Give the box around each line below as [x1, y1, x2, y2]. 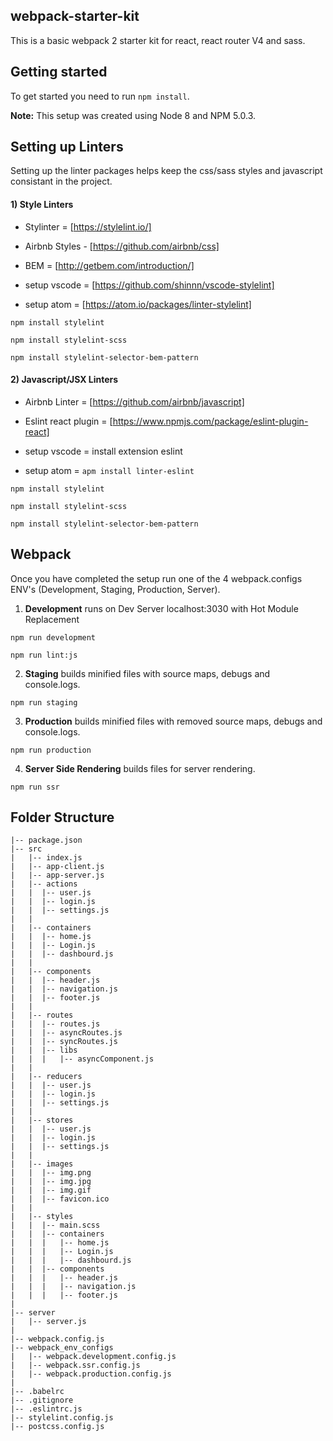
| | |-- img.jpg [10, 1177, 92, 1187]
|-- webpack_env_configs [10, 1343, 114, 1353]
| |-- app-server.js [10, 870, 105, 881]
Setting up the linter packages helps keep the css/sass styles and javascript [10, 165, 323, 177]
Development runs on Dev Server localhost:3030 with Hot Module [24, 602, 299, 614]
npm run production [10, 745, 92, 755]
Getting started [10, 64, 108, 81]
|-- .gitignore [10, 1395, 74, 1406]
